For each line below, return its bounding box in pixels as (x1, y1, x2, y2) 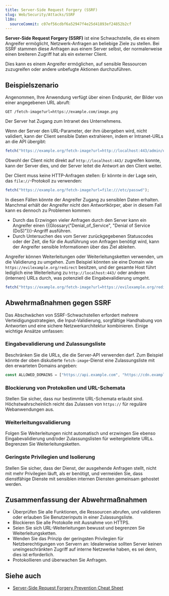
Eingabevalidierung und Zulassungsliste (5, 340, 106, 348)
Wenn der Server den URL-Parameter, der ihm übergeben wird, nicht (5, 128, 147, 134)
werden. (5, 481, 23, 487)
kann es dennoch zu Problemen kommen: (5, 207, 92, 213)
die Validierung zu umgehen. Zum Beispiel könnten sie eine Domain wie (5, 259, 153, 265)
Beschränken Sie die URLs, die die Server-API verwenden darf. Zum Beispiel (5, 352, 163, 358)
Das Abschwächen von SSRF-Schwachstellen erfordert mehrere (5, 312, 138, 318)
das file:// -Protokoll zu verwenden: (5, 178, 82, 184)
